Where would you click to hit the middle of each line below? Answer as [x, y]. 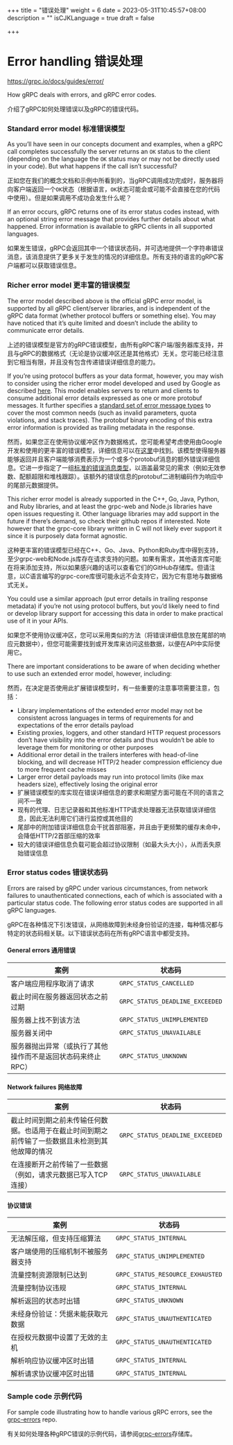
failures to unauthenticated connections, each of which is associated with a [115, 895]
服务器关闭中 [32, 1033]
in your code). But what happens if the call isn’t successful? [93, 166]
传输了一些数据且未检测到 [60, 1141]
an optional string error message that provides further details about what [111, 219]
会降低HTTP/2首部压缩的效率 [59, 836]
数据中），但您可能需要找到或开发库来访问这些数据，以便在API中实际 [117, 643]
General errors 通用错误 [42, 950]
